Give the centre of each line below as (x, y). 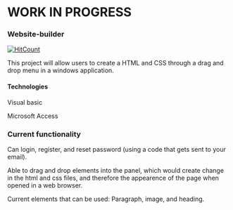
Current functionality (44, 134)
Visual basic (25, 102)
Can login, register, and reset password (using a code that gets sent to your (117, 149)
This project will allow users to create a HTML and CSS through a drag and (115, 63)
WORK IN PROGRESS (70, 12)
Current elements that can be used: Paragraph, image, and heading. (106, 199)
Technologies (28, 87)
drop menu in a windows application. (61, 70)
